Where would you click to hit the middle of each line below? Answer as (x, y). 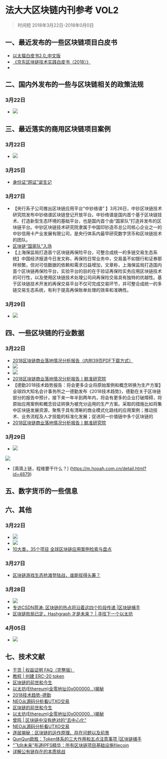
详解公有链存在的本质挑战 (39, 751)
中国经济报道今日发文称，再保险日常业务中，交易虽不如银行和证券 (90, 259)
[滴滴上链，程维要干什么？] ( (42, 468)
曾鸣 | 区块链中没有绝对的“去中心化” (49, 720)
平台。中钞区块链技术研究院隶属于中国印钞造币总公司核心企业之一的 (92, 227)
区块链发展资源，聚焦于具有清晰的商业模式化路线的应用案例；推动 (85, 410)
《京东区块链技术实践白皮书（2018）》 (52, 62)
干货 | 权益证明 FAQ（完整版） (44, 670)
